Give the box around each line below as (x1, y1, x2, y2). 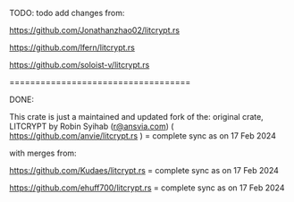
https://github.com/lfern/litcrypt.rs (9, 42, 136, 53)
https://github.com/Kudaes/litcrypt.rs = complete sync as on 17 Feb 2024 (9, 165, 280, 175)
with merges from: (9, 147, 78, 158)
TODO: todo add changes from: (9, 8, 125, 18)
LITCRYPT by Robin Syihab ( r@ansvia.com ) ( (9, 121, 174, 131)
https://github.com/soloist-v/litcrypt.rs (9, 60, 150, 70)
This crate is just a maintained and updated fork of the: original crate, (9, 112, 264, 122)
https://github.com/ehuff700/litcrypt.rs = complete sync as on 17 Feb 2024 (9, 182, 285, 193)
